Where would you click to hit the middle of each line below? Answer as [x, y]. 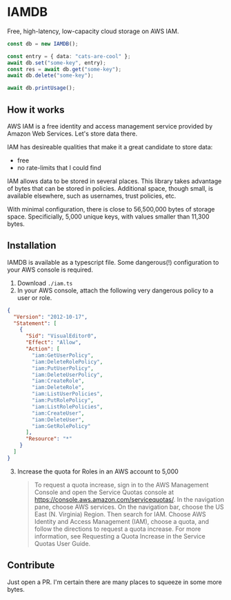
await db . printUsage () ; [41, 88]
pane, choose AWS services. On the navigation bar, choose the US [129, 507]
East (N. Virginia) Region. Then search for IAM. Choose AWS [120, 514]
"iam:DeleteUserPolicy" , [68, 375]
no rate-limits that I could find [59, 168]
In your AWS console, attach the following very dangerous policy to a [115, 290]
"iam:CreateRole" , [58, 381]
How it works [36, 110]
